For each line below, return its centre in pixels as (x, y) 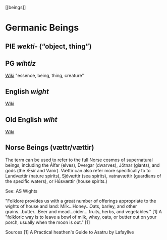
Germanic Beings (42, 28)
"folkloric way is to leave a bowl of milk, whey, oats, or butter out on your (81, 217)
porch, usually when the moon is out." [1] (48, 222)
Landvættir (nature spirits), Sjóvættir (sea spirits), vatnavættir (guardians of (83, 176)
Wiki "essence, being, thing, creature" (45, 76)
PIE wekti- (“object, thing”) (48, 46)
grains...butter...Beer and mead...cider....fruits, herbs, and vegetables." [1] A (84, 211)
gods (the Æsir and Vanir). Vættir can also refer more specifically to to (78, 170)
